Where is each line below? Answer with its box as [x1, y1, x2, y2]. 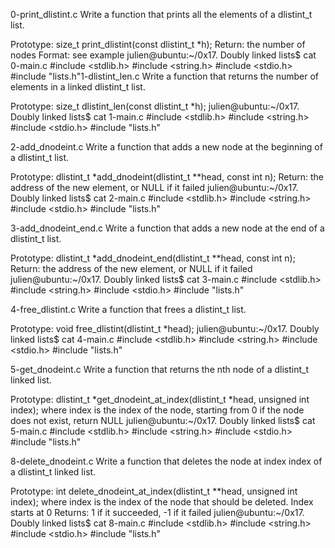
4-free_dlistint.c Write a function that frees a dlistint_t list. [10, 304, 247, 315]
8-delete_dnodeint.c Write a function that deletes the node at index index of [10, 455, 323, 467]
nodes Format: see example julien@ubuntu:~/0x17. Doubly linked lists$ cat [10, 49, 317, 61]
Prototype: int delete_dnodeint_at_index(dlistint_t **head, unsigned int [10, 485, 298, 497]
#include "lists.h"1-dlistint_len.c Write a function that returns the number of [10, 70, 320, 82]
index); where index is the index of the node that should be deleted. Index [10, 496, 314, 508]
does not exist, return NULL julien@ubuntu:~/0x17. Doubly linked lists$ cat [10, 415, 316, 426]
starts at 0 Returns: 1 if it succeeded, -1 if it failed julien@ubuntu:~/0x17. [10, 507, 305, 518]
